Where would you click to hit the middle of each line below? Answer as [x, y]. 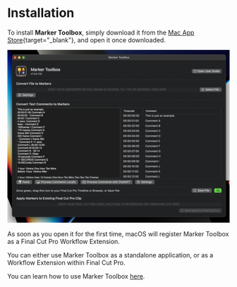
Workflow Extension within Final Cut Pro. [66, 262]
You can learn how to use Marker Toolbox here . [76, 276]
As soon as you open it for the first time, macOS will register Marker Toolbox [118, 233]
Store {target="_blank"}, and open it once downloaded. [86, 39]
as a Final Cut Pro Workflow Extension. [63, 241]
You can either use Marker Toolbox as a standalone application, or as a [110, 255]
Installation [41, 13]
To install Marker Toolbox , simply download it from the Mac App [101, 32]
